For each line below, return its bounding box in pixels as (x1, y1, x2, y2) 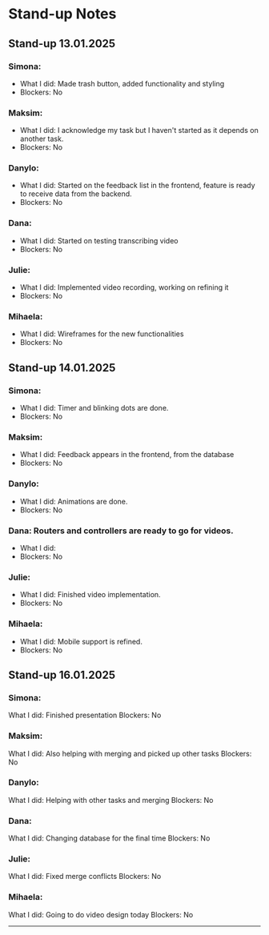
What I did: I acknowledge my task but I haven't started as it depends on (19, 126, 259, 135)
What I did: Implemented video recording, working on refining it (19, 283, 229, 292)
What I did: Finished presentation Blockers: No (8, 710, 162, 720)
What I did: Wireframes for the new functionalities (19, 329, 184, 339)
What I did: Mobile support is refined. (19, 636, 143, 646)
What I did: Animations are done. (19, 496, 128, 506)
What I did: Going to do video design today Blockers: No (8, 909, 194, 919)
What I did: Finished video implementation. (19, 590, 162, 600)
